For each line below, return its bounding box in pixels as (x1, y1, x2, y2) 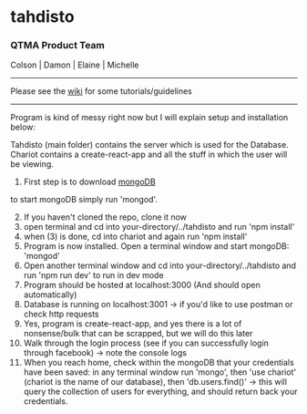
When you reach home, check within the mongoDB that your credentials (23, 357, 294, 368)
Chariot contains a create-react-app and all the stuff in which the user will (10, 149, 288, 160)
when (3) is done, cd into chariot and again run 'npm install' (23, 231, 248, 243)
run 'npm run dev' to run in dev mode (23, 270, 164, 281)
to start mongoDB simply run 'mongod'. (10, 194, 159, 205)
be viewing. (10, 159, 54, 170)
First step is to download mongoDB (23, 176, 156, 188)
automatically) (23, 289, 77, 300)
